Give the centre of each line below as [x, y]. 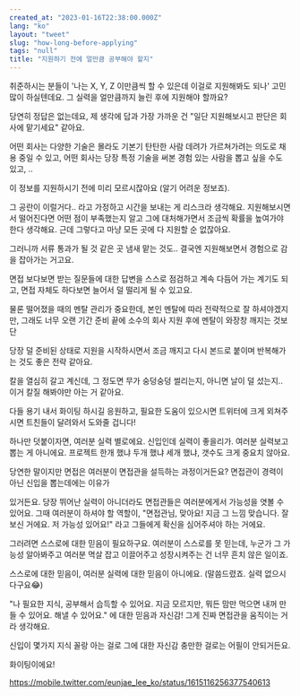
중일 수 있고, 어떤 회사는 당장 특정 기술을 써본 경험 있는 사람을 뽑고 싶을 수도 [151, 157]
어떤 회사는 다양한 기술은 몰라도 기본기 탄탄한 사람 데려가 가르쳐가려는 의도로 [143, 146]
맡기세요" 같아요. [55, 127]
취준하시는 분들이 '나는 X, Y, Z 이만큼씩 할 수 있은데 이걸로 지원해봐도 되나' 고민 [148, 86]
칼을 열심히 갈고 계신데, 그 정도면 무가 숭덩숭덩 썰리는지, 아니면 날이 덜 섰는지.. [146, 381]
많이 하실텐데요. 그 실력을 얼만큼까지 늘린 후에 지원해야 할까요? [119, 97]
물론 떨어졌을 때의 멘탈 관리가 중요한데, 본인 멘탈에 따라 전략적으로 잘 [130, 309]
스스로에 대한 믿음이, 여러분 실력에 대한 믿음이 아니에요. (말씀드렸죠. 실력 [136, 574]
